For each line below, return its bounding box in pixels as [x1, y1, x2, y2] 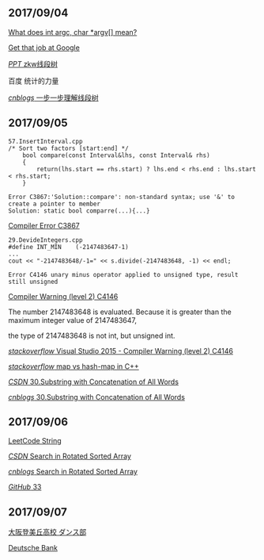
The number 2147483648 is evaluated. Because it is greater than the [8, 307, 232, 316]
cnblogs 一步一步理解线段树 [8, 93, 99, 102]
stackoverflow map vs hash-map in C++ [8, 361, 140, 371]
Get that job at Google [8, 43, 81, 52]
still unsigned [8, 278, 58, 286]
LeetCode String [8, 436, 62, 446]
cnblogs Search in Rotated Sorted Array [8, 467, 138, 477]
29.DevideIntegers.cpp [8, 236, 83, 244]
